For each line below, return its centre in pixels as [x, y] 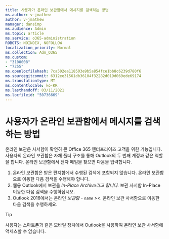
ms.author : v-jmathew [28, 15]
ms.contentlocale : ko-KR [31, 85]
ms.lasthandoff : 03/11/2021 [35, 90]
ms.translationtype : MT [30, 81]
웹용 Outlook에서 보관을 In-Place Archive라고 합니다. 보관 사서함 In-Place [87, 185]
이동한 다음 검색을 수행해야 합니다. [56, 179]
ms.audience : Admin [26, 29]
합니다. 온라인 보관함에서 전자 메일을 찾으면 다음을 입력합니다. [71, 162]
